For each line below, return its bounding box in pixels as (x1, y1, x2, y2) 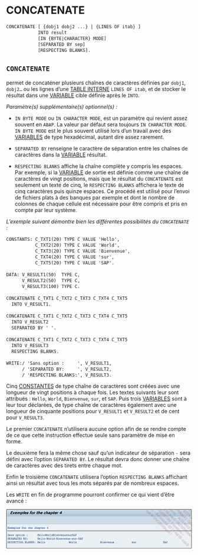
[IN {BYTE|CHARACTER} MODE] (37, 35, 107, 41)
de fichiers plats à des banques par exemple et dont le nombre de (14, 194, 175, 201)
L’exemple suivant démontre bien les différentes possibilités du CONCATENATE (6, 218, 190, 225)
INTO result (37, 30, 67, 35)
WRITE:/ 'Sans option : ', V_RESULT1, (6, 360, 112, 366)
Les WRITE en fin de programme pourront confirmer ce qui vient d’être (6, 491, 175, 498)
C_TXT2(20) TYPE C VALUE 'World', (35, 242, 120, 248)
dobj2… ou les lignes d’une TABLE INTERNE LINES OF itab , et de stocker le (6, 85, 186, 92)
